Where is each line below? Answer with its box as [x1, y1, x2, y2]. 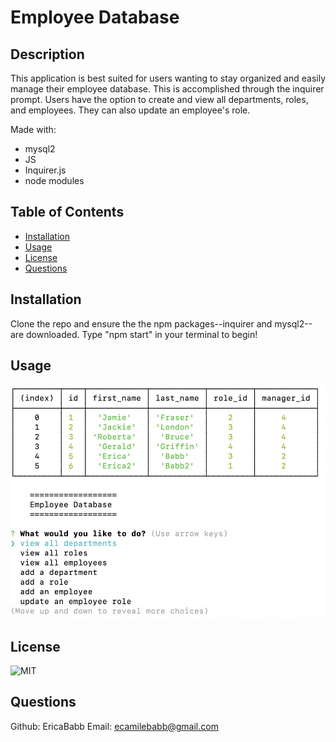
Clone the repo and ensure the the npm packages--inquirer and [10, 317, 273, 330]
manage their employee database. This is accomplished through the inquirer [10, 83, 325, 95]
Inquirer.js [24, 164, 67, 176]
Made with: [10, 124, 57, 135]
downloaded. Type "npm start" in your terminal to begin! [25, 328, 258, 340]
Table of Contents [10, 204, 125, 221]
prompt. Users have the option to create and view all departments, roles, [10, 94, 309, 105]
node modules [24, 175, 85, 186]
